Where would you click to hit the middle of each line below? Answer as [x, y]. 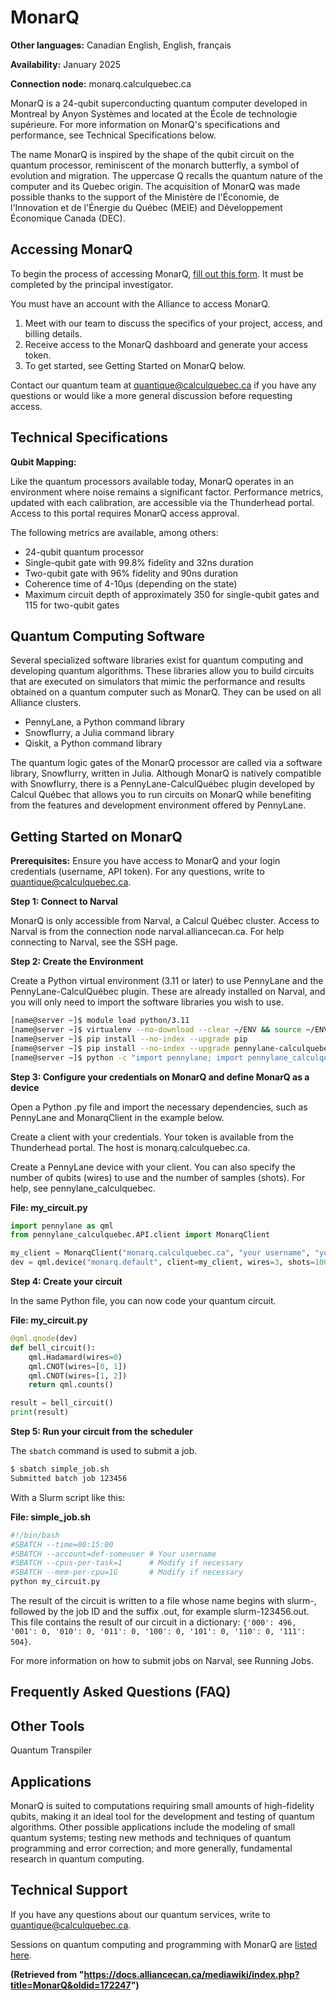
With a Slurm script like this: [68, 1497]
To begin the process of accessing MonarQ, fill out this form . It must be [157, 273]
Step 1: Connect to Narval [64, 902]
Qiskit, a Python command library [93, 743]
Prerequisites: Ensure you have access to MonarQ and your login [145, 861]
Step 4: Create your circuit [66, 1282]
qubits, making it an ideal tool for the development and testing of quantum [162, 1817]
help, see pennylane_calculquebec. [83, 1188]
